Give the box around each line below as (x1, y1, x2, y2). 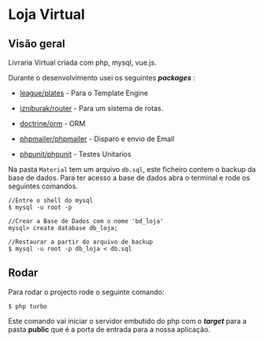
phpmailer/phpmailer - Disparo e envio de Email (19, 134, 175, 143)
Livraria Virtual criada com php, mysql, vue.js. (8, 58, 157, 67)
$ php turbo (8, 302, 47, 310)
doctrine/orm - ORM (19, 119, 86, 128)
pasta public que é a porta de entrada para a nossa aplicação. (8, 325, 210, 334)
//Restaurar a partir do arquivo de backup (8, 238, 154, 246)
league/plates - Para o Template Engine (19, 88, 148, 98)
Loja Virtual (8, 6, 85, 24)
